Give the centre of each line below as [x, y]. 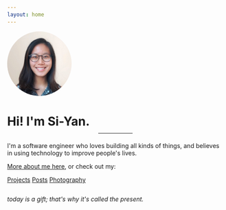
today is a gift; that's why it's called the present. [76, 199]
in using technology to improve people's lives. [72, 153]
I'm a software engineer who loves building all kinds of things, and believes [113, 145]
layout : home [26, 14]
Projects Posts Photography [46, 180]
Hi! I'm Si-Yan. [49, 121]
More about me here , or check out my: [61, 166]
